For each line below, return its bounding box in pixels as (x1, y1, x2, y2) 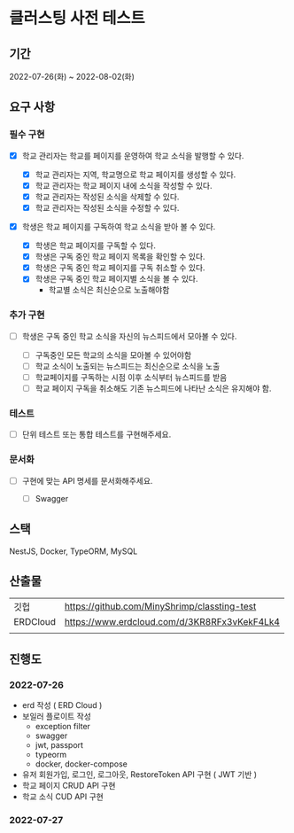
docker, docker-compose (35, 759, 128, 769)
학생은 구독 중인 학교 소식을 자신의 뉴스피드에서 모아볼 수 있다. (21, 331, 237, 341)
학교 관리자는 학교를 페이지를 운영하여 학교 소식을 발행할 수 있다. (21, 150, 244, 160)
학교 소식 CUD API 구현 (21, 791, 104, 802)
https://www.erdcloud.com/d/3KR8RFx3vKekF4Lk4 (64, 616, 281, 628)
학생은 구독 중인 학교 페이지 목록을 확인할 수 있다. (35, 252, 205, 262)
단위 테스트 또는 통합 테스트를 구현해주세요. (21, 429, 172, 440)
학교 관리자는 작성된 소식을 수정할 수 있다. (35, 202, 180, 213)
